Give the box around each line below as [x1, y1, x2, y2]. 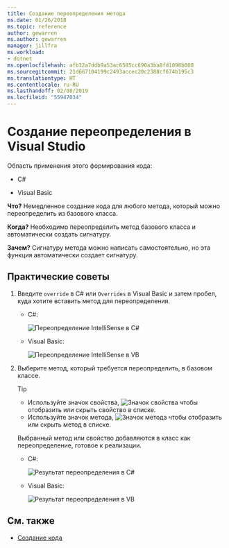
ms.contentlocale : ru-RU [7, 81, 79, 88]
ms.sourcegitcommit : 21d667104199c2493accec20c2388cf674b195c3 [7, 68, 194, 75]
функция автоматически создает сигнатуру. [7, 250, 138, 259]
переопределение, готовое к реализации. [17, 441, 142, 449]
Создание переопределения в [7, 124, 192, 139]
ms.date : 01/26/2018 [7, 17, 67, 24]
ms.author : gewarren [7, 36, 67, 43]
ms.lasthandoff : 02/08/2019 [7, 87, 89, 94]
